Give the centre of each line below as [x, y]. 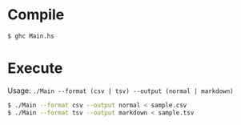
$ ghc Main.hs [31, 36]
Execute [35, 68]
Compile [36, 15]
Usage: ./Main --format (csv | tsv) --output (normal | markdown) [120, 91]
